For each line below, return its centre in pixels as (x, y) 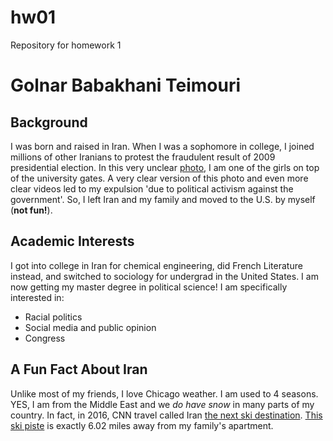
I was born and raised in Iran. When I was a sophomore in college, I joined (162, 146)
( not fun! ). (31, 210)
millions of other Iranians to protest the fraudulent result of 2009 (143, 157)
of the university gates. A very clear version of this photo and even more (159, 178)
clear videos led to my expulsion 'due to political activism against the (152, 188)
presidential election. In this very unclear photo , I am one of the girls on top (165, 167)
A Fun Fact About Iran (79, 369)
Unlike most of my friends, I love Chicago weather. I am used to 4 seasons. (164, 393)
